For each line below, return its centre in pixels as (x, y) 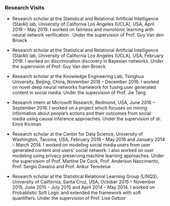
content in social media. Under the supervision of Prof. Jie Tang (79, 93)
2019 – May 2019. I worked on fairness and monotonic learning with (83, 30)
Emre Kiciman (27, 124)
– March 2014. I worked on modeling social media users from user (81, 145)
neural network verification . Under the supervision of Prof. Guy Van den (88, 35)
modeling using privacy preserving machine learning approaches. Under (88, 156)
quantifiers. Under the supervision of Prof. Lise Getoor (69, 198)
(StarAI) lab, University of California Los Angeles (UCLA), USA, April (83, 24)
